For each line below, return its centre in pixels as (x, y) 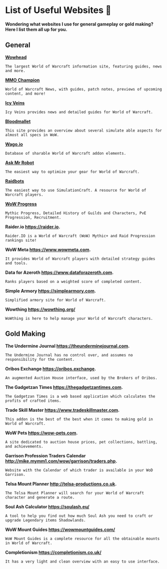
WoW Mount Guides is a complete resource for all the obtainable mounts (82, 538)
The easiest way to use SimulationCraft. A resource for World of (76, 190)
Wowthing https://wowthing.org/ (40, 309)
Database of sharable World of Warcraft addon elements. (66, 153)
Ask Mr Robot (19, 163)
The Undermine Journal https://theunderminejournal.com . (67, 346)
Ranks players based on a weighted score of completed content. (73, 281)
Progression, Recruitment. (33, 217)
